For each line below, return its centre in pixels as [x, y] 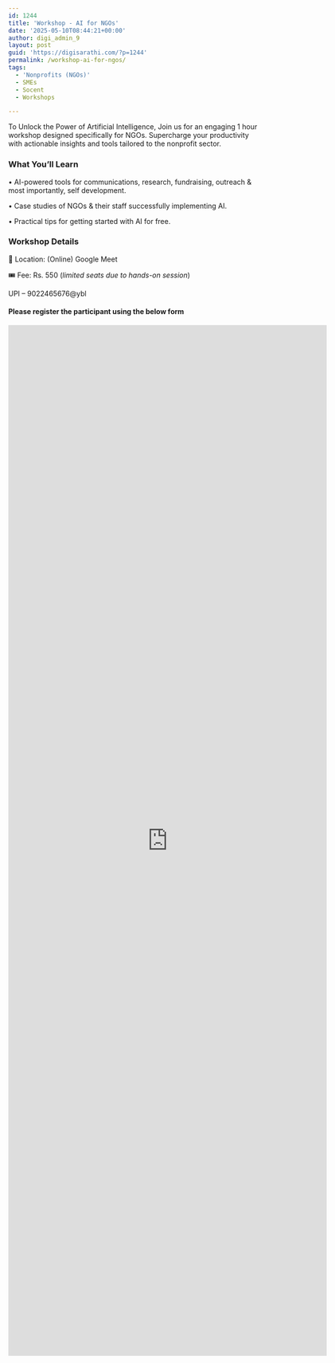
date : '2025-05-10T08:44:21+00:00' [67, 30]
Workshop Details [44, 242]
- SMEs [26, 82]
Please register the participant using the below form [96, 312]
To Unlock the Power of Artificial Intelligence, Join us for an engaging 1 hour [133, 127]
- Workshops [35, 97]
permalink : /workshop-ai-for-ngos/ [67, 61]
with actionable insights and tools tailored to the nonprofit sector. [115, 143]
